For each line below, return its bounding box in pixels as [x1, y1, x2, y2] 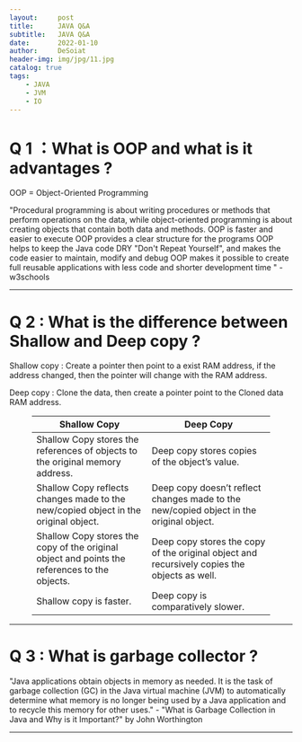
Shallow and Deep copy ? [9, 331, 201, 351]
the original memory [36, 455, 121, 468]
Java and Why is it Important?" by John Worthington [9, 714, 203, 725]
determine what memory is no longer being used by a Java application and [9, 695, 287, 706]
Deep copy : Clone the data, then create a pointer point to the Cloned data [9, 387, 284, 398]
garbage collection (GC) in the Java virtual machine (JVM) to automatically [9, 685, 286, 696]
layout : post [9, 13, 75, 22]
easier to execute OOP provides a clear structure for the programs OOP [9, 234, 274, 244]
